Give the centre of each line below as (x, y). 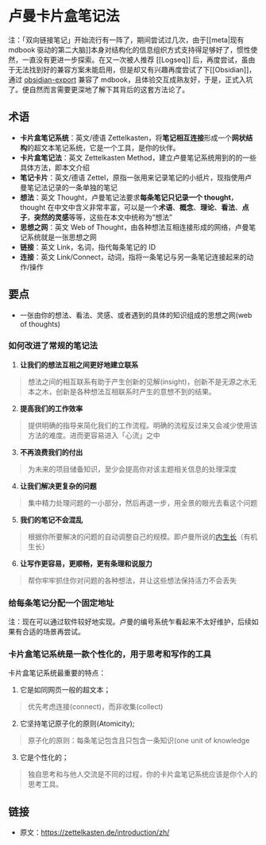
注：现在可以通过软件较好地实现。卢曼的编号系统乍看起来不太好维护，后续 (130, 622)
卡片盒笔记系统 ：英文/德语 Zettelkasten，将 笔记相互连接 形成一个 (126, 138)
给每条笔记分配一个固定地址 (61, 603)
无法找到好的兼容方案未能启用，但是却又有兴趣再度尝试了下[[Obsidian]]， (135, 69)
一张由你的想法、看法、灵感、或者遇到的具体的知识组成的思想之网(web (136, 315)
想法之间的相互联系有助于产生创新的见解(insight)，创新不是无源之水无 (142, 382)
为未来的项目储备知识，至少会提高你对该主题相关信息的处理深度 (132, 469)
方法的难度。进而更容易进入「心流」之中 (94, 435)
